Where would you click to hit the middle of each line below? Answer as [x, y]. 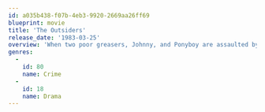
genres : [21, 52]
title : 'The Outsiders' [47, 30]
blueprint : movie [37, 23]
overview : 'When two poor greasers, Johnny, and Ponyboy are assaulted [128, 45]
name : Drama [42, 96]
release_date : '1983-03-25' [54, 37]
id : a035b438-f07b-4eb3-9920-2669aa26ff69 [79, 15]
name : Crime [42, 74]
